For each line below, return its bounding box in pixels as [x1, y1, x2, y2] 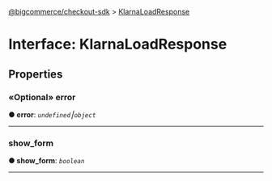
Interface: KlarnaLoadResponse [8, 36, 227, 53]
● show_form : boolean [8, 156, 85, 166]
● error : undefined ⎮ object [8, 109, 96, 120]
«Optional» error [8, 91, 76, 103]
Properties [8, 67, 63, 81]
